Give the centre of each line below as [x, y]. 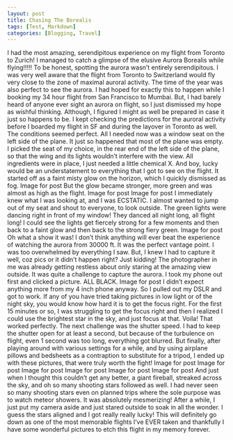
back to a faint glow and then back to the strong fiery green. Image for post [115, 230]
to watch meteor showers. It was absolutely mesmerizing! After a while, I [111, 400]
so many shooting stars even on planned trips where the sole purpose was [114, 393]
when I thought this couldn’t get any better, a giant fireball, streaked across [115, 378]
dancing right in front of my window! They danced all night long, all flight [111, 215]
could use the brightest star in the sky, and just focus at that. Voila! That [110, 319]
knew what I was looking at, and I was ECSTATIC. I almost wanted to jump [113, 201]
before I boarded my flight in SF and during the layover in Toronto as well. [112, 127]
